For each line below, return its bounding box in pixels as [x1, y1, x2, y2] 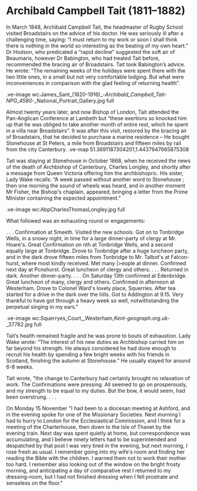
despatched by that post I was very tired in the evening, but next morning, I [6, 442, 188, 449]
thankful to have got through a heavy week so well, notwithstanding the [6, 297, 179, 304]
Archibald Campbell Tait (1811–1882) [6, 4, 186, 18]
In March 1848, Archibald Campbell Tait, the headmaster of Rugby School [6, 23, 184, 30]
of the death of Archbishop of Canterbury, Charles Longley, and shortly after [6, 163, 191, 171]
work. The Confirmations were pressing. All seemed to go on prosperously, [6, 381, 188, 388]
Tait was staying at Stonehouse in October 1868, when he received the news [6, 157, 191, 164]
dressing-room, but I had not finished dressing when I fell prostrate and [6, 473, 179, 480]
